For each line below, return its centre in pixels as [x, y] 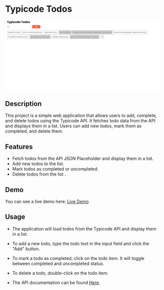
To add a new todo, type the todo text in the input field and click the [81, 243]
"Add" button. [26, 249]
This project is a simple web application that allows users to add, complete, [81, 116]
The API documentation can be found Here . [56, 282]
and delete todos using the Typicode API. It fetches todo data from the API [80, 121]
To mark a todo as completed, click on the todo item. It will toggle [78, 258]
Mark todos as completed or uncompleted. [55, 169]
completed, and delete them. [34, 131]
